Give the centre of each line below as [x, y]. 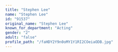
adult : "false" [21, 38]
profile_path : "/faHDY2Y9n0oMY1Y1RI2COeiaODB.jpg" [59, 42]
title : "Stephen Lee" [28, 10]
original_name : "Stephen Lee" [37, 24]
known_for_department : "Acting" [39, 28]
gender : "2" [18, 33]
